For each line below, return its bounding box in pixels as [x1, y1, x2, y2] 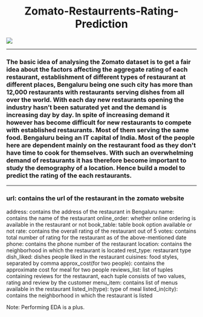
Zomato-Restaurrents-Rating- [24, 4, 179, 18]
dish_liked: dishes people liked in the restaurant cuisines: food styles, [6, 253, 179, 260]
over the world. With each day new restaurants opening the [6, 95, 184, 104]
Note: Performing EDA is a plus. [6, 303, 85, 310]
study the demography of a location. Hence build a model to [6, 164, 185, 172]
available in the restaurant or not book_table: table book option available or [6, 221, 192, 228]
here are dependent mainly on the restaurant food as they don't [6, 141, 196, 149]
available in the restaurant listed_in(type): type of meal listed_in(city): [6, 285, 178, 292]
